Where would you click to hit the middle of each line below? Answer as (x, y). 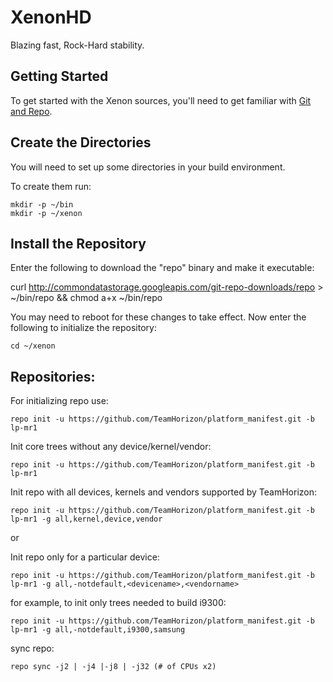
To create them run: (51, 186)
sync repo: (32, 648)
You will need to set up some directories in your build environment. (148, 167)
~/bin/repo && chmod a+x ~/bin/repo (86, 298)
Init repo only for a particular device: (85, 557)
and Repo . (31, 111)
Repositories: (53, 376)
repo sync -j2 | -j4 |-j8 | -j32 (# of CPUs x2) (113, 667)
